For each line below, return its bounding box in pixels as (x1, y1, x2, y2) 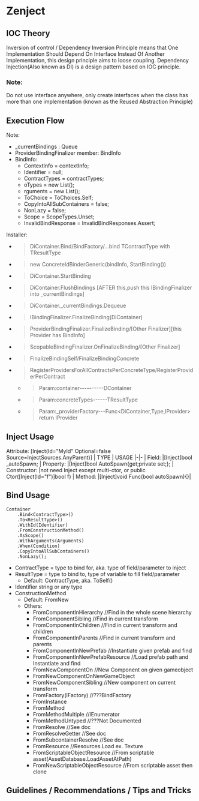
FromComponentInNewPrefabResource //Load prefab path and (32, 653, 189, 661)
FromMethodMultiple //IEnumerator (32, 710, 120, 718)
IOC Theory (6, 28, 50, 38)
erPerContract (29, 373, 65, 380)
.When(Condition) (17, 543, 61, 549)
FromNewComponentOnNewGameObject (32, 672, 135, 679)
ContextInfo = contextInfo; (23, 162, 89, 169)
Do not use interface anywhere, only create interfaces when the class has (6, 92, 189, 99)
